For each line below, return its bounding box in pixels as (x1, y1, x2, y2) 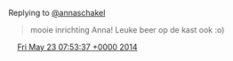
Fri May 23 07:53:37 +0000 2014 (16, 42, 138, 52)
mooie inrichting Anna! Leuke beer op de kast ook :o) (29, 25, 225, 34)
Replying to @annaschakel (8, 8, 106, 18)
